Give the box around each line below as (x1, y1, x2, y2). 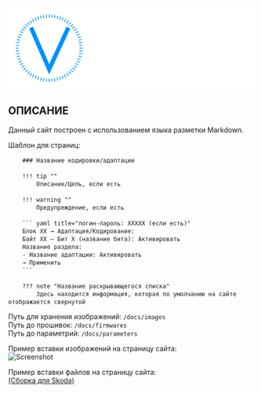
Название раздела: (22, 243, 82, 251)
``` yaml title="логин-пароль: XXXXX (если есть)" (22, 219, 191, 227)
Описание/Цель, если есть (36, 180, 122, 188)
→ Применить (22, 259, 61, 266)
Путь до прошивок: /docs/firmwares (8, 320, 127, 329)
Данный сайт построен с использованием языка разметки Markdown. (8, 125, 245, 134)
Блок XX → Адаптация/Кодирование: (22, 227, 135, 235)
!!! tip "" (22, 172, 58, 180)
